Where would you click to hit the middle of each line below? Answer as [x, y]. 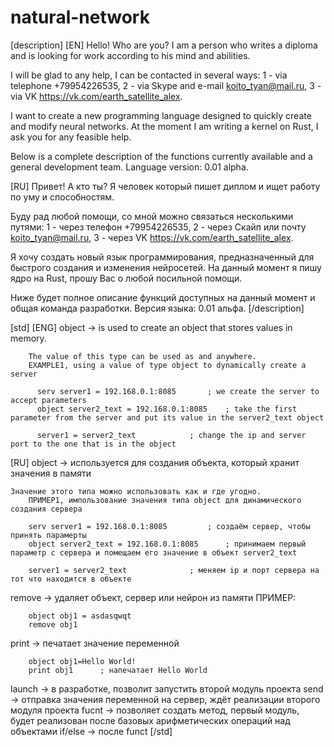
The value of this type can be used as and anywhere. [142, 356]
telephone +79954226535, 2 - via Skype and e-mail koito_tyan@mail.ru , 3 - [166, 85]
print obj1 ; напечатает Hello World [118, 670]
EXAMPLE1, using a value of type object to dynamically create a [167, 365]
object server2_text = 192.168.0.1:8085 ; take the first [167, 409]
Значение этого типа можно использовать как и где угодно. [136, 491]
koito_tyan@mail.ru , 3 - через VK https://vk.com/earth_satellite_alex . [152, 237]
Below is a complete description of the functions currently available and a [161, 156]
